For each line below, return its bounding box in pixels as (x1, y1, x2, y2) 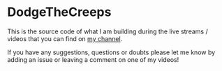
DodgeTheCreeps (7, 4, 112, 20)
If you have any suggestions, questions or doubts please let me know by (7, 48, 216, 56)
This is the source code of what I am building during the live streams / (7, 27, 208, 35)
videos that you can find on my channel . (7, 34, 123, 42)
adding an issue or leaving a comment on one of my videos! (7, 55, 179, 63)
